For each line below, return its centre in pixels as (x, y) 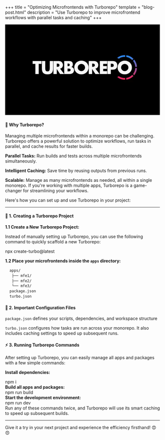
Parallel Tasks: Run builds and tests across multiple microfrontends (73, 156)
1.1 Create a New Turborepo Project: (42, 227)
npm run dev (18, 403)
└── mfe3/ (22, 286)
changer (14, 190)
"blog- (148, 7)
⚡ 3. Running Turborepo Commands (42, 345)
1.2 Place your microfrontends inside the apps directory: (63, 261)
